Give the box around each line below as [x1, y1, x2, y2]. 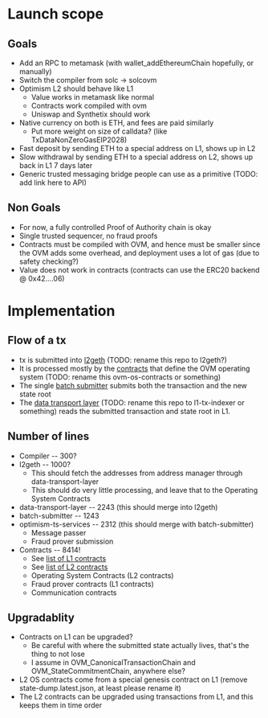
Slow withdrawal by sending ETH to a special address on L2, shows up [18, 152, 254, 162]
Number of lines [7, 429, 90, 443]
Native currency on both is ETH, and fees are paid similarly [18, 118, 214, 127]
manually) [18, 67, 53, 76]
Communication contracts [30, 588, 117, 597]
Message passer [30, 527, 87, 537]
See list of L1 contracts [30, 553, 107, 563]
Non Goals [7, 201, 61, 215]
